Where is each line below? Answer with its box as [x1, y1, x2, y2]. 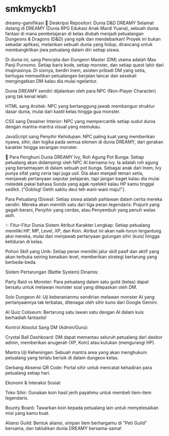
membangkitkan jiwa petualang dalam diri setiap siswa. [5, 47, 120, 53]
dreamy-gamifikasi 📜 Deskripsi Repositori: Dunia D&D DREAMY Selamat [5, 20, 154, 26]
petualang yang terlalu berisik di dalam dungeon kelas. [5, 354, 119, 361]
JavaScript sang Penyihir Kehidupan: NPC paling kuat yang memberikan [5, 133, 155, 139]
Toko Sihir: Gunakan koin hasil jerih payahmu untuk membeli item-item [5, 389, 152, 395]
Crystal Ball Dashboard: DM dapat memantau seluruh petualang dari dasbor [5, 334, 163, 340]
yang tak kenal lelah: [5, 93, 48, 99]
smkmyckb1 [5, 3, 57, 15]
